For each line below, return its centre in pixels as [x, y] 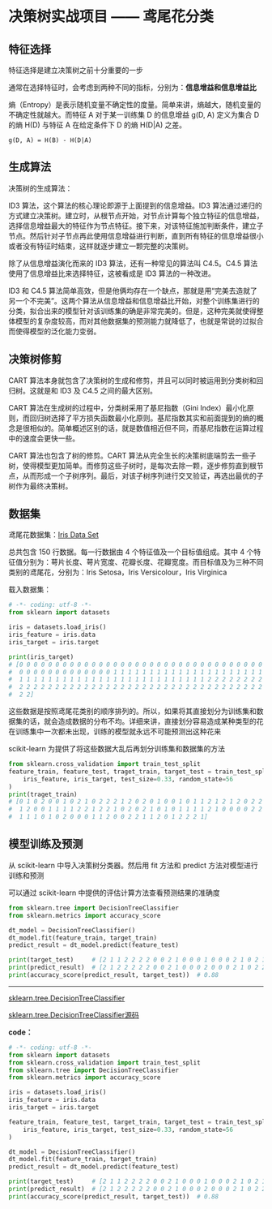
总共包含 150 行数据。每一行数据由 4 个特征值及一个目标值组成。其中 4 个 [131, 552]
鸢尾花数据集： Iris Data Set [54, 535]
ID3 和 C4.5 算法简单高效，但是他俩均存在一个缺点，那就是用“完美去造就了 [133, 290]
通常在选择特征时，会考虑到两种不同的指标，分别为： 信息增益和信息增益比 [132, 87]
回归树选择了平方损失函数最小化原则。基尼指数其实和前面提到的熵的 [143, 418]
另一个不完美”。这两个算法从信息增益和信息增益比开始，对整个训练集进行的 [134, 300]
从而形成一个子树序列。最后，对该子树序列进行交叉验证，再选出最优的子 [143, 475]
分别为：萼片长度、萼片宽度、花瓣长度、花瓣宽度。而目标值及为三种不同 [143, 562]
